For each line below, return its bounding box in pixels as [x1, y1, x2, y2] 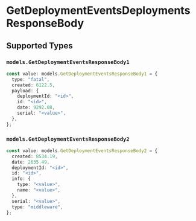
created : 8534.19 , [11, 153, 58, 159]
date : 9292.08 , [17, 104, 55, 110]
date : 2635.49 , [11, 159, 50, 165]
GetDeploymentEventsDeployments [6, 4, 191, 18]
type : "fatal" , [11, 76, 50, 82]
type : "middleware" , [11, 203, 63, 210]
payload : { [11, 88, 39, 94]
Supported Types [6, 40, 74, 51]
